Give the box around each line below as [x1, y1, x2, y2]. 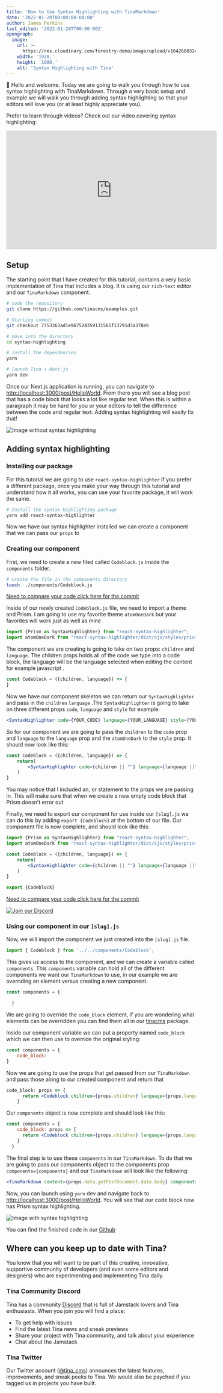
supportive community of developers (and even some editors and [6, 1266, 168, 1273]
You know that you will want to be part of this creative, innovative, [6, 1259, 170, 1266]
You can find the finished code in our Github [6, 1226, 116, 1233]
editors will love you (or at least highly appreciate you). [6, 101, 142, 108]
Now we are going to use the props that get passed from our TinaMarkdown [6, 1069, 191, 1076]
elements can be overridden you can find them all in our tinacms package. [6, 1018, 191, 1025]
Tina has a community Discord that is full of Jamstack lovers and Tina [6, 1301, 179, 1308]
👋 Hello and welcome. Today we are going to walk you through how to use [6, 81, 190, 89]
